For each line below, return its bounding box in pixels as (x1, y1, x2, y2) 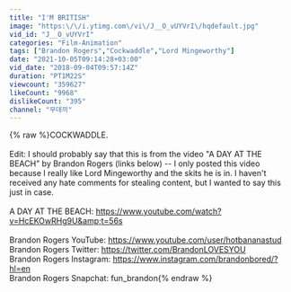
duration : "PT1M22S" (9, 72, 87, 81)
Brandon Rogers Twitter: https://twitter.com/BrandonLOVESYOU (9, 244, 246, 255)
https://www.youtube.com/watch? (95, 206, 222, 217)
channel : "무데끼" (9, 105, 73, 114)
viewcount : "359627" (9, 80, 87, 89)
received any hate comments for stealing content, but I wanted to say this (9, 177, 281, 189)
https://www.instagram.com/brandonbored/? (112, 253, 278, 265)
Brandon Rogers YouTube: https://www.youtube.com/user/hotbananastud (9, 234, 282, 245)
